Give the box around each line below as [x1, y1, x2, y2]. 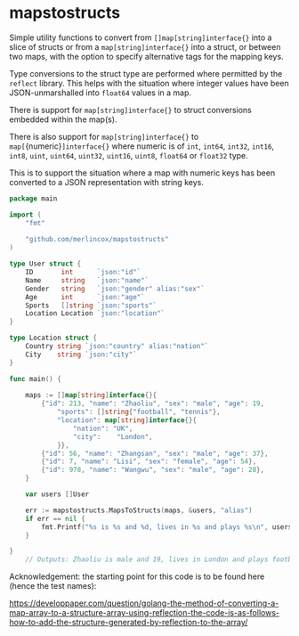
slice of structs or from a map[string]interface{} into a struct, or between [9, 41, 281, 52]
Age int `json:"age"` [25, 292, 145, 301]
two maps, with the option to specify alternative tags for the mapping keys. [9, 51, 284, 61]
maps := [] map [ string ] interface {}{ [25, 391, 158, 400]
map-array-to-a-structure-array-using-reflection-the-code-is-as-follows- [9, 607, 280, 618]
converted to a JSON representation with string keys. [9, 176, 205, 187]
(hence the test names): [9, 581, 97, 591]
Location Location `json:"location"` [25, 309, 166, 318]
